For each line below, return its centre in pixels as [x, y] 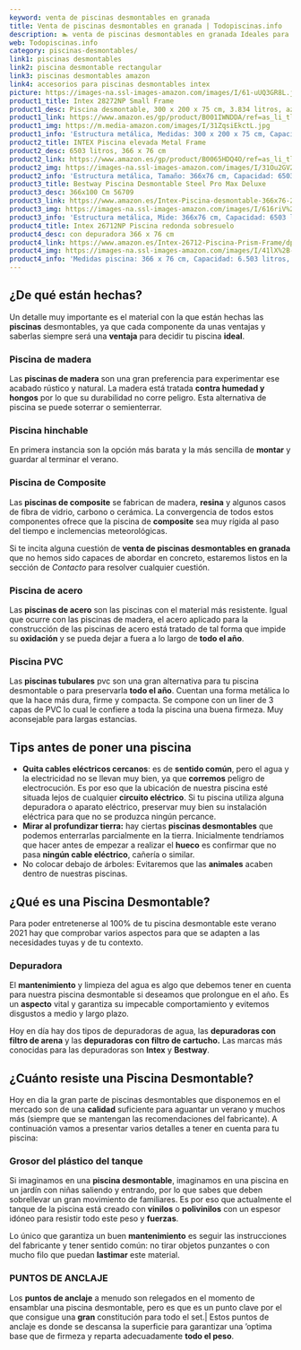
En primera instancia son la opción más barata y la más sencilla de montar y [150, 450]
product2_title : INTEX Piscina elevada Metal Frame [107, 142]
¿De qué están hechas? [76, 295]
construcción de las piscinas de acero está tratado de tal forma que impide [148, 629]
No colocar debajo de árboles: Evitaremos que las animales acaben [147, 864]
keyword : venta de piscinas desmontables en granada [110, 17]
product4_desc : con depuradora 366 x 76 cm [92, 234]
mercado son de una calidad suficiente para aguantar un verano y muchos [147, 1109]
